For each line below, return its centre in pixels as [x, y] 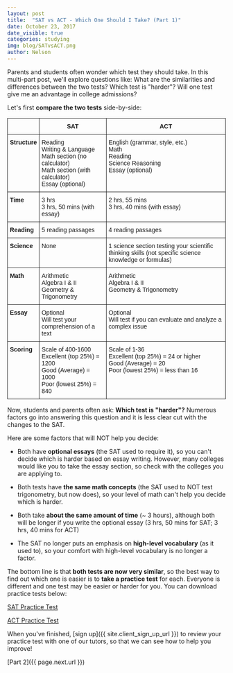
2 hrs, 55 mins [128, 200]
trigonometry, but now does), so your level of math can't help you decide [121, 494]
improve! [20, 648]
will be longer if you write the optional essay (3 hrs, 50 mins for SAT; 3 [118, 522]
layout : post [26, 14]
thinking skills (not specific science [155, 253]
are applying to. [40, 473]
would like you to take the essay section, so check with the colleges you [120, 466]
